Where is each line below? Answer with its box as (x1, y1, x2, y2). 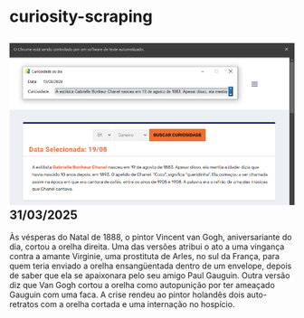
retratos (9, 298, 39, 309)
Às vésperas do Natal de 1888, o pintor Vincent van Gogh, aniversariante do (9, 231, 292, 242)
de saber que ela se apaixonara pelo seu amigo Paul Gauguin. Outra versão (9, 269, 290, 281)
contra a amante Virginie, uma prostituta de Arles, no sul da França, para (9, 250, 280, 261)
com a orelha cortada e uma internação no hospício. (40, 298, 235, 309)
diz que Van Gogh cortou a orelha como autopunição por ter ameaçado (9, 279, 276, 290)
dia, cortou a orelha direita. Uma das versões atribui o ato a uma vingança (9, 241, 285, 252)
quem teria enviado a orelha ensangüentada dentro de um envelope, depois (9, 260, 292, 271)
